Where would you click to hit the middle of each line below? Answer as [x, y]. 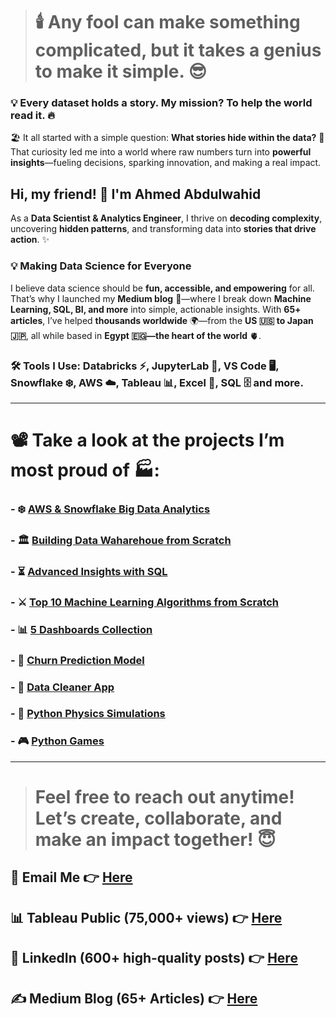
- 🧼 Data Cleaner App [62, 687]
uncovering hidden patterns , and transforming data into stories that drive [163, 229]
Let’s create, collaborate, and [158, 818]
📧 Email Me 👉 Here [71, 877]
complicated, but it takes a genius [178, 50]
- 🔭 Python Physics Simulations [88, 714]
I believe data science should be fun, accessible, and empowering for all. [162, 288]
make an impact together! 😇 [155, 839]
